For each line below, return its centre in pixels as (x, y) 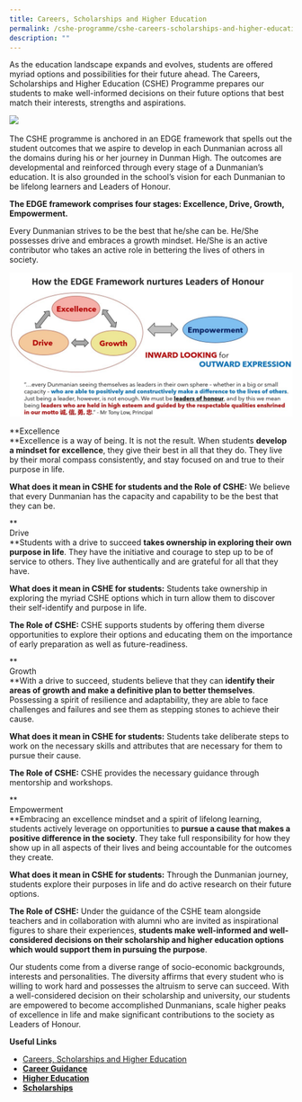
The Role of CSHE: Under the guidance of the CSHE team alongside (135, 911)
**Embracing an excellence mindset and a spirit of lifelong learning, (136, 820)
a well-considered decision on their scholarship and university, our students (150, 996)
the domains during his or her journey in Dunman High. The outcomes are (146, 158)
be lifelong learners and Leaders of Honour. (90, 187)
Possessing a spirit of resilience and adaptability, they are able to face (139, 700)
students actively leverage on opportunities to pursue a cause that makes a (150, 829)
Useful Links (33, 1042)
